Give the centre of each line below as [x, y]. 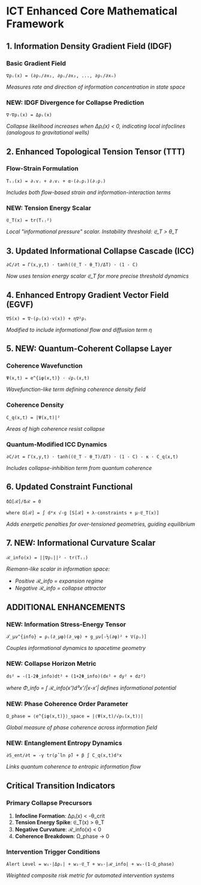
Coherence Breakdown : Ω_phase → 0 [62, 836]
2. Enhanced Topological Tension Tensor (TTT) [96, 152]
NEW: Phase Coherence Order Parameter [67, 704]
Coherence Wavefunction [44, 366]
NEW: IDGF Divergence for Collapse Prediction [75, 102]
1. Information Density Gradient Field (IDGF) [89, 46]
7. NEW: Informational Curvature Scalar [81, 543]
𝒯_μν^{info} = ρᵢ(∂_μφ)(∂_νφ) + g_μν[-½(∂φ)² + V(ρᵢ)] [76, 637]
